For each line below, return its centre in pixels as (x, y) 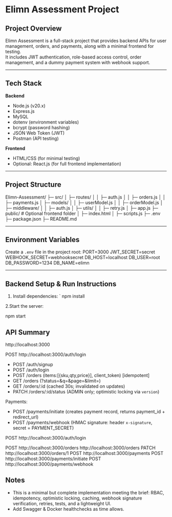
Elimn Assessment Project (62, 9)
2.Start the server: (25, 306)
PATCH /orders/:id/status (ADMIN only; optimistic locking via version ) (86, 392)
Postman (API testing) (36, 138)
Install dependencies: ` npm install (49, 296)
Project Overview (34, 28)
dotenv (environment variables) (46, 122)
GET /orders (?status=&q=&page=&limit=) (57, 381)
